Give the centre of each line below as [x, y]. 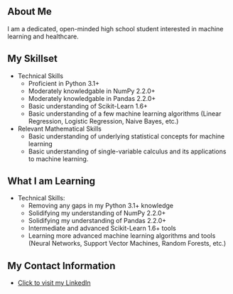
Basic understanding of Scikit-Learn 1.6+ [88, 106]
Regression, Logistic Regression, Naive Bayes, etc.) [103, 121]
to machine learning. [58, 158]
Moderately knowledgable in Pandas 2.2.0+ [92, 98]
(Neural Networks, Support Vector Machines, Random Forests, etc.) [127, 244]
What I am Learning [52, 181]
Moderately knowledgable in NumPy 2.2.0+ [92, 91]
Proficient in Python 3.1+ [64, 83]
